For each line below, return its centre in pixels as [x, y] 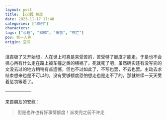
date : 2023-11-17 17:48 [30, 19]
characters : [17, 28]
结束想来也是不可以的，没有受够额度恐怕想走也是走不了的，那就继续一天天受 [83, 75]
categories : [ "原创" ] [27, 24]
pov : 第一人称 [18, 38]
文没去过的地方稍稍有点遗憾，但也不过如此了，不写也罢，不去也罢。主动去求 [83, 69]
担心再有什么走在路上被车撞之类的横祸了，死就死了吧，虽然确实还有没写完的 [83, 63]
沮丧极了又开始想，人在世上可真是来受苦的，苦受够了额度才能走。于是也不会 [83, 57]
